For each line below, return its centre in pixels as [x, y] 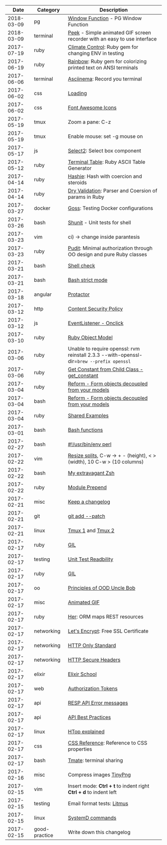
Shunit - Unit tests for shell [99, 223]
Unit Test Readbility [90, 559]
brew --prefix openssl [104, 362]
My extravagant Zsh [91, 473]
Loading [77, 93]
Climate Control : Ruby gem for [103, 47]
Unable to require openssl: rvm [104, 349]
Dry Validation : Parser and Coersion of [113, 191]
